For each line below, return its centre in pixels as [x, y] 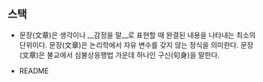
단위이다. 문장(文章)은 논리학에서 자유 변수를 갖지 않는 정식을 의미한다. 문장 [136, 45]
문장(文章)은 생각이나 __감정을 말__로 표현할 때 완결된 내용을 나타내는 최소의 [137, 35]
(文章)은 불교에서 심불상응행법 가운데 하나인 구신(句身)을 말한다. [120, 55]
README [34, 71]
